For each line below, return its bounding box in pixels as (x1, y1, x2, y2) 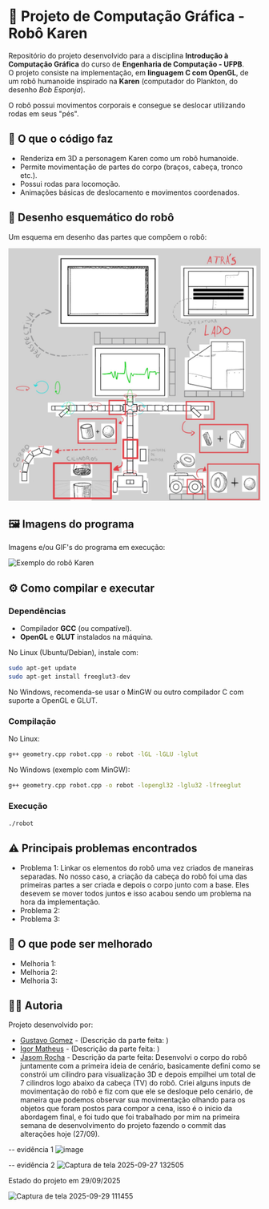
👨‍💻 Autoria (8, 999, 63, 1013)
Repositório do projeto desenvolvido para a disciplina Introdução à (8, 51, 229, 60)
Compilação (8, 715, 57, 726)
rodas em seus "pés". (8, 108, 79, 119)
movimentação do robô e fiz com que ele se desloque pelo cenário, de (19, 1086, 254, 1097)
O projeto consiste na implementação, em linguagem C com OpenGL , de (8, 67, 249, 77)
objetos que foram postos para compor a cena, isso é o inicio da (19, 1104, 233, 1114)
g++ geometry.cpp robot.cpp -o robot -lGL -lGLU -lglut (8, 750, 199, 758)
